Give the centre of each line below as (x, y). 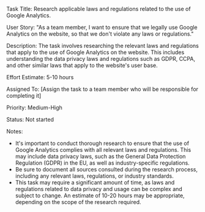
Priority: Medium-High (35, 108)
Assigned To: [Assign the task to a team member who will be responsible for (102, 89)
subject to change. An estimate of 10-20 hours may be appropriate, (100, 195)
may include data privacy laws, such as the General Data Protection (100, 156)
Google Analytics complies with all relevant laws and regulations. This (103, 150)
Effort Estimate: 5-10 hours (40, 77)
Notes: (15, 131)
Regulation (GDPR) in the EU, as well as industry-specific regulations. (102, 163)
